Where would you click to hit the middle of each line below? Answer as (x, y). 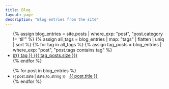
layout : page (19, 15)
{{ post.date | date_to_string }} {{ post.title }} (55, 76)
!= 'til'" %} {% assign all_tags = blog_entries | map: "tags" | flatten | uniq (88, 39)
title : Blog (18, 10)
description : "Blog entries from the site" (52, 19)
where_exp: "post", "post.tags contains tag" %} (62, 50)
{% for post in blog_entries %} (44, 71)
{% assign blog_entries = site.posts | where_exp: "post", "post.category (88, 34)
